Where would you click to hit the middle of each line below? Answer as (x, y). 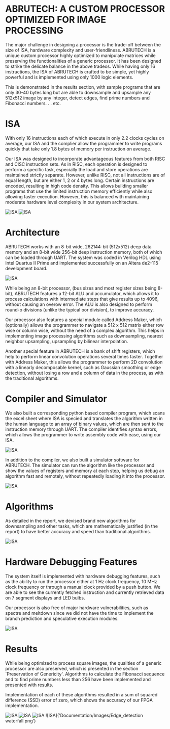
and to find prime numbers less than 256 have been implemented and (78, 679)
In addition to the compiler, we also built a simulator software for (72, 460)
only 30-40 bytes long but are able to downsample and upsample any (78, 92)
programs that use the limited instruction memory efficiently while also (79, 191)
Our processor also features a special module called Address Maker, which (84, 320)
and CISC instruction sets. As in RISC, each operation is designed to (76, 164)
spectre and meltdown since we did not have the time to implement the (79, 613)
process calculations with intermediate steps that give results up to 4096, (82, 299)
